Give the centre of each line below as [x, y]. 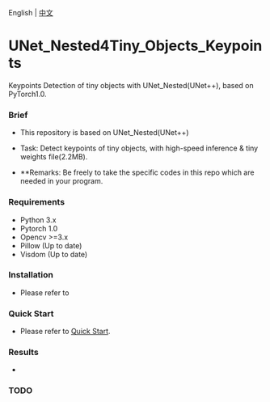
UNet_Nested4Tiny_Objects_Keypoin [135, 46]
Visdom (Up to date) [54, 254]
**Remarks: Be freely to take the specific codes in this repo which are [137, 172]
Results [23, 353]
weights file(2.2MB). [54, 157]
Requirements [37, 202]
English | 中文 [31, 13]
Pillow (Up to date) [51, 245]
